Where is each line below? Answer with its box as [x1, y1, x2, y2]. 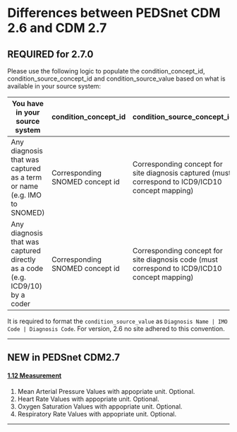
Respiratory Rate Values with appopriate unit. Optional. [17, 409, 177, 418]
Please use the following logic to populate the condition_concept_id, [7, 67, 205, 75]
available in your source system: [7, 82, 101, 90]
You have [11, 99, 44, 108]
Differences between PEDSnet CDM [7, 5, 221, 21]
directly [11, 255, 37, 264]
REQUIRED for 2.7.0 [7, 48, 94, 60]
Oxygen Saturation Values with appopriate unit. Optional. [17, 402, 183, 411]
